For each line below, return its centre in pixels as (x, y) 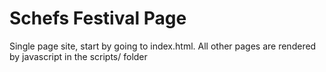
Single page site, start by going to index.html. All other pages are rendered (163, 46)
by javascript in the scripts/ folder (78, 56)
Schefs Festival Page (98, 18)
